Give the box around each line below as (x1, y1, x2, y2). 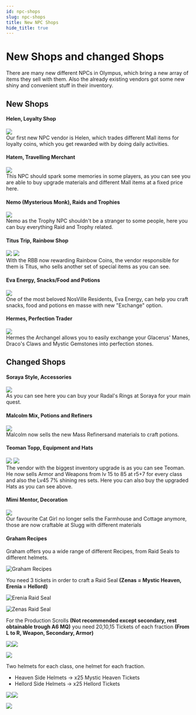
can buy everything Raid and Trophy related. (6, 224, 114, 231)
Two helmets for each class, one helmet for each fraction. (6, 663, 145, 670)
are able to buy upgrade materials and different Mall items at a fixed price (6, 179, 183, 186)
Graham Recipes (6, 535, 47, 542)
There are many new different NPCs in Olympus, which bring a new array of (6, 70, 189, 77)
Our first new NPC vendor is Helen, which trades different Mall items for (6, 134, 180, 141)
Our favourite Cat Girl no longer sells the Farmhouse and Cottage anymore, (6, 515, 187, 522)
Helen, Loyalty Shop (6, 115, 57, 122)
